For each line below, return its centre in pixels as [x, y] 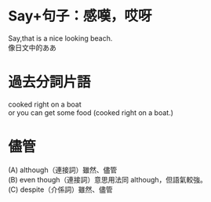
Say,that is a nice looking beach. [60, 38]
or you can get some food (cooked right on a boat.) [91, 112]
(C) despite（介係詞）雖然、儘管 [61, 189]
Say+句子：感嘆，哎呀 [80, 16]
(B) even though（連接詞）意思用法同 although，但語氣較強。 [108, 179]
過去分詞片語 [50, 82]
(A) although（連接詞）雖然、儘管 [63, 170]
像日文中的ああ [32, 47]
